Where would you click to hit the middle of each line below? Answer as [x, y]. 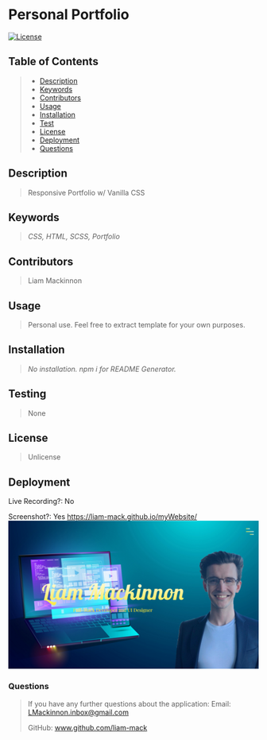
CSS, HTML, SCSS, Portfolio [74, 237]
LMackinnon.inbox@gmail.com [78, 712]
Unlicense [44, 457]
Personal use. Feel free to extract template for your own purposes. [136, 325]
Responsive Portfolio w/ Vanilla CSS [86, 192]
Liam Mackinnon [54, 281]
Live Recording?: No [41, 502]
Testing [27, 394]
